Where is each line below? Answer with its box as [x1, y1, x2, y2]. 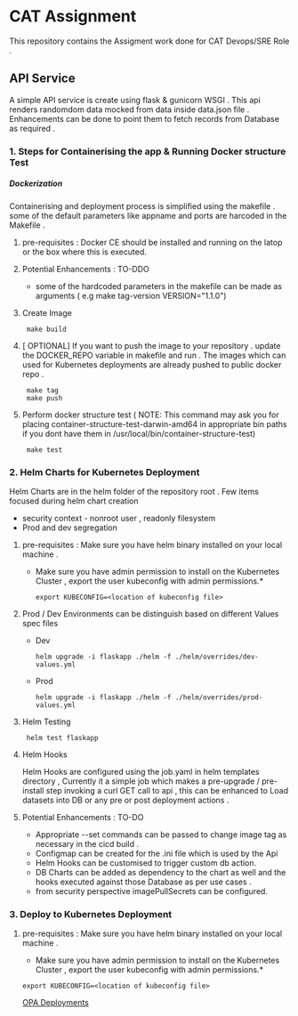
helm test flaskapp [26, 733, 99, 742]
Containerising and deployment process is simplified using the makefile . [9, 200, 276, 211]
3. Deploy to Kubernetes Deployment [9, 907, 173, 920]
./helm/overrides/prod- [174, 692, 263, 702]
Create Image [21, 307, 73, 318]
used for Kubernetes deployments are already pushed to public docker [21, 359, 282, 370]
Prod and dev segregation [21, 522, 118, 533]
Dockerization [9, 178, 63, 189]
